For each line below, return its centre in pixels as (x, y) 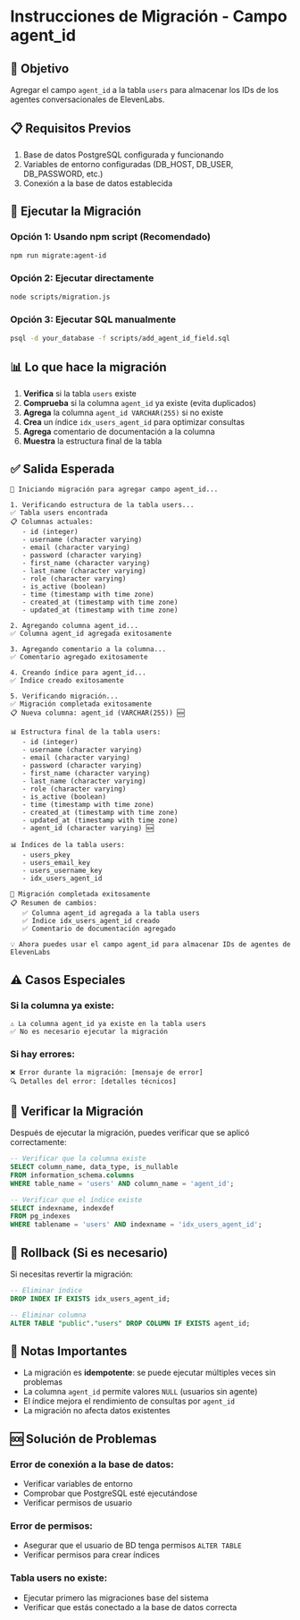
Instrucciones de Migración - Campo (149, 17)
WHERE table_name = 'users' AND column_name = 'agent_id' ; (122, 1183)
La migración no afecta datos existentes (96, 1411)
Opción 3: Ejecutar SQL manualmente (93, 319)
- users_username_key (62, 871)
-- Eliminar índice (46, 1290)
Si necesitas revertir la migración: (71, 1274)
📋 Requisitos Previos (71, 128)
